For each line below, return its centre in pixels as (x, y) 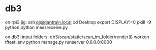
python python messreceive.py (36, 27)
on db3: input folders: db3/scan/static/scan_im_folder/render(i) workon (77, 37)
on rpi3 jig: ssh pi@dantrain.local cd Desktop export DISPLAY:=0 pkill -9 (78, 22)
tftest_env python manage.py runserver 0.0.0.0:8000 (59, 42)
